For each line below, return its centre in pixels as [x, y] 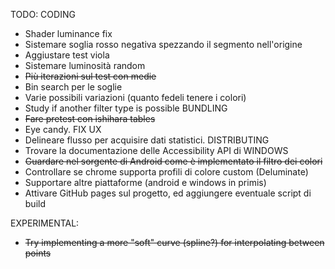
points [38, 253]
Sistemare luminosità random [85, 65]
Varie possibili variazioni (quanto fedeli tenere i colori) [135, 97]
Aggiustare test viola [67, 55]
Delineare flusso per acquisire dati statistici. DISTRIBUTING [147, 140]
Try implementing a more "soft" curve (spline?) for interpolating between [174, 242]
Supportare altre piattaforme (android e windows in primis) [145, 182]
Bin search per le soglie [73, 87]
